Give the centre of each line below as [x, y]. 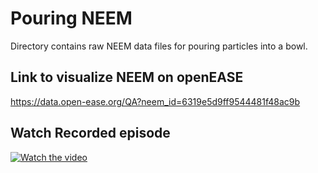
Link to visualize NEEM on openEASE [127, 77]
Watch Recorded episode [90, 133]
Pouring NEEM [71, 18]
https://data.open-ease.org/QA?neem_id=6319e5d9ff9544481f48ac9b [155, 101]
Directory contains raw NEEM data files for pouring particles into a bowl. [159, 46]
